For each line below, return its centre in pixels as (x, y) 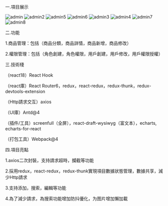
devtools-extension (25, 91)
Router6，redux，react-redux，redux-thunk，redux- (97, 86)
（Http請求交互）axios (28, 102)
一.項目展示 (17, 7)
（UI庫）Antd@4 (23, 112)
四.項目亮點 (17, 150)
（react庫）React (23, 86)
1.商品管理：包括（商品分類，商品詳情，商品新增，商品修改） (68, 43)
